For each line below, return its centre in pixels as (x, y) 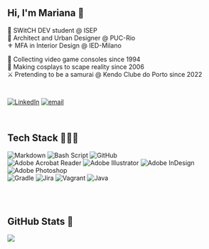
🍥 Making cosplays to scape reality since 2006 (76, 67)
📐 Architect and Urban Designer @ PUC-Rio (71, 38)
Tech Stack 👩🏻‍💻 (43, 138)
